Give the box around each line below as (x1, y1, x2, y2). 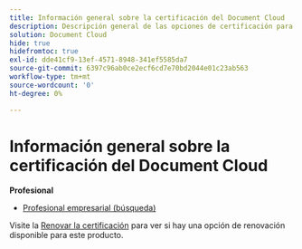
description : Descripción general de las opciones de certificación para (9, 22, 294, 31)
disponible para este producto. (9, 230, 124, 241)
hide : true (9, 38, 51, 48)
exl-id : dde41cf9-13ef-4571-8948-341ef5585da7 (9, 55, 188, 64)
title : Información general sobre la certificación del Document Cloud (9, 13, 285, 23)
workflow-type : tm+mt (9, 72, 91, 81)
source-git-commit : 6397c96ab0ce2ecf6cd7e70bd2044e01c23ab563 (9, 64, 249, 73)
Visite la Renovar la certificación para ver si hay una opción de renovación (9, 220, 286, 231)
